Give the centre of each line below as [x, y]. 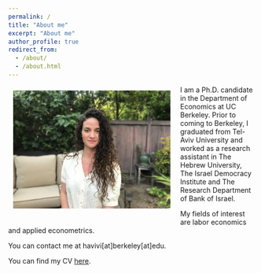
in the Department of [214, 98]
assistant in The [206, 157]
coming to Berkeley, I [215, 123]
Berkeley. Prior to [208, 115]
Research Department [216, 190]
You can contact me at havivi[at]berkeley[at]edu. [87, 245]
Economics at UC [208, 106]
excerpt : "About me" [42, 33]
